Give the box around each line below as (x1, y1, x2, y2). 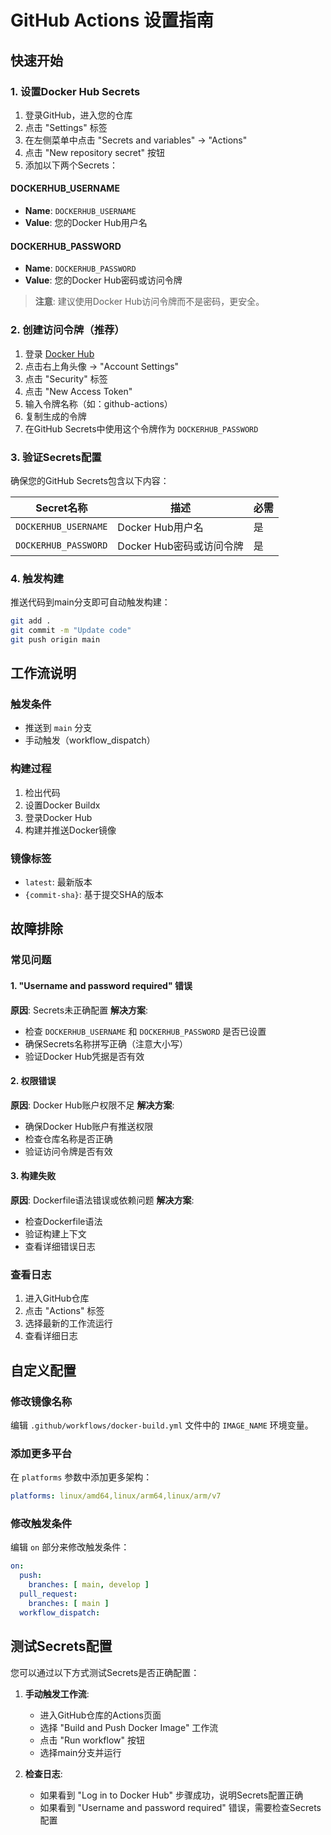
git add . (10, 616, 52, 626)
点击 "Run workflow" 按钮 (39, 1734, 145, 1746)
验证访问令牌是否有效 (24, 1145, 113, 1157)
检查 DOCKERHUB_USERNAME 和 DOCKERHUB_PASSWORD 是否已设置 (24, 1025, 267, 1037)
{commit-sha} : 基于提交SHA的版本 (24, 889, 164, 901)
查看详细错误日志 (24, 1241, 96, 1252)
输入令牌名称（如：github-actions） (24, 397, 173, 410)
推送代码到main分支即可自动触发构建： (10, 596, 171, 608)
